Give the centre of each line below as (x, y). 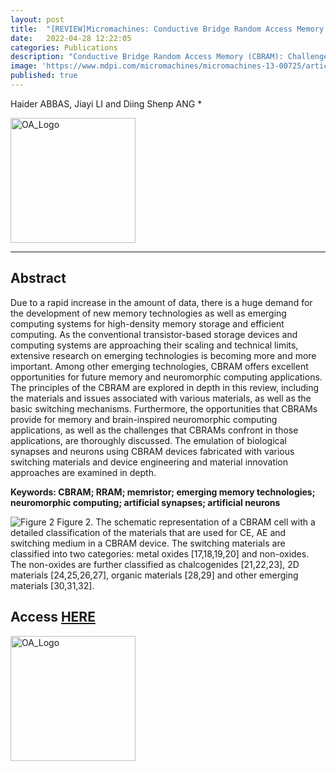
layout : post (37, 19)
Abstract (38, 278)
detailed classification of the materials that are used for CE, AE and (148, 532)
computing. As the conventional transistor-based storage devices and (154, 334)
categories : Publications (64, 47)
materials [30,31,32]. (52, 585)
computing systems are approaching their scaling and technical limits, (154, 345)
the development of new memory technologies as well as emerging (148, 313)
